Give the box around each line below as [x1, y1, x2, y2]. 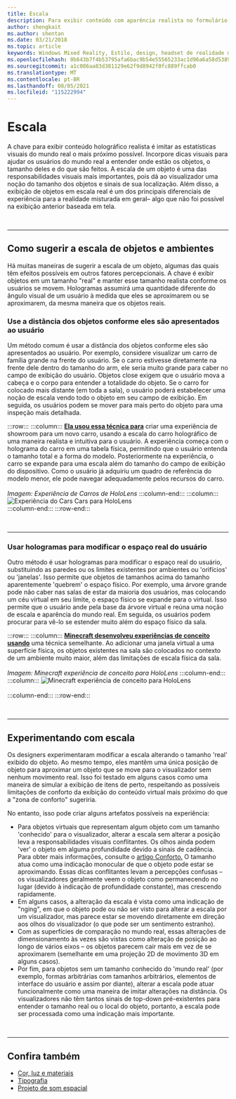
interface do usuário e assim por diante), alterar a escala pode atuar [17, 979, 214, 989]
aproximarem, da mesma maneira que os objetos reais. [7, 298, 166, 307]
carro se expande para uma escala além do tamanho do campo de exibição [7, 459, 226, 468]
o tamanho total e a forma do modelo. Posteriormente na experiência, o [7, 452, 214, 461]
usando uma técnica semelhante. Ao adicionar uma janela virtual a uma [7, 639, 214, 647]
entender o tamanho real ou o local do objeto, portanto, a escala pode [17, 1002, 220, 1010]
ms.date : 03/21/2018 [7, 37, 68, 44]
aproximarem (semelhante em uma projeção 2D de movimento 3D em [17, 950, 219, 958]
